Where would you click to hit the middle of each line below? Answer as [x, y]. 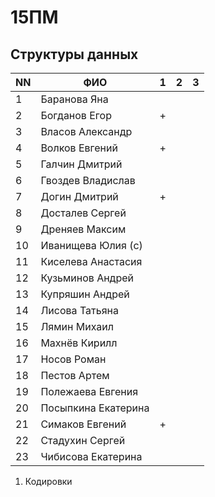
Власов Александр [86, 131]
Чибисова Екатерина [91, 456]
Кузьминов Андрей [87, 278]
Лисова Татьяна [79, 310]
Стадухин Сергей [83, 440]
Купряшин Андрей [85, 294]
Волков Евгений [79, 148]
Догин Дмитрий [79, 196]
